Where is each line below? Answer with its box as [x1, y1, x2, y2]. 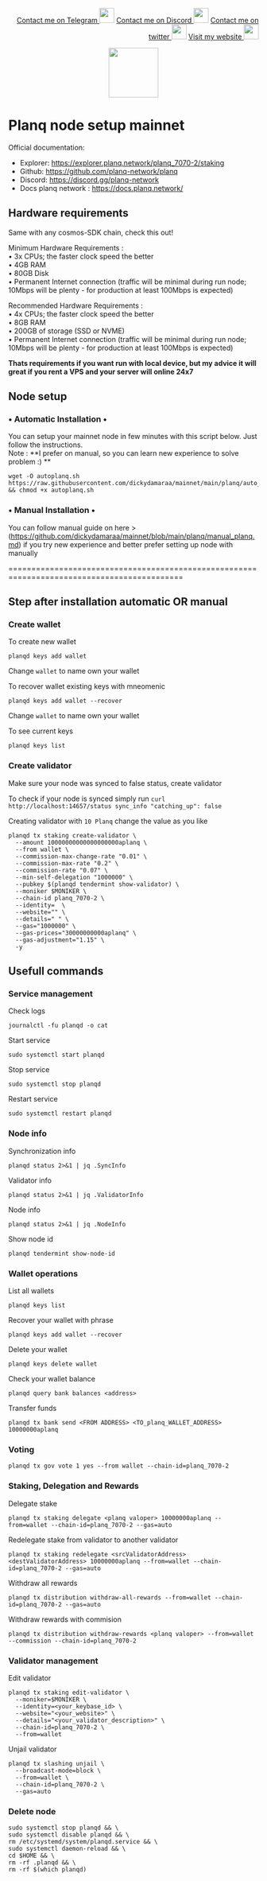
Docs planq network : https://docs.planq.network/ [19, 183, 184, 192]
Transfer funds [8, 1404, 57, 1413]
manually [8, 548, 38, 558]
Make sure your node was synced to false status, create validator [8, 778, 222, 787]
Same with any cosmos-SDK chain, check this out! [8, 227, 173, 237]
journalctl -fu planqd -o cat [8, 1022, 109, 1030]
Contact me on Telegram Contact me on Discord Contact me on [16, 16, 259, 25]
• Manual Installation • [8, 505, 95, 516]
